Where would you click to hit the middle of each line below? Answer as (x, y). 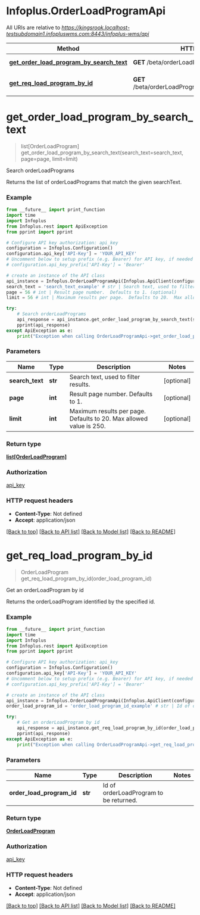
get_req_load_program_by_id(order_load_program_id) (86, 578)
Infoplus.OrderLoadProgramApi (86, 11)
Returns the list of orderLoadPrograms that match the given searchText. (94, 182)
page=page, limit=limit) (49, 158)
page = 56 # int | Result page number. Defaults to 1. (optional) (92, 292)
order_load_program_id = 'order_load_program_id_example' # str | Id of (98, 706)
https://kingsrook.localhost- (96, 27)
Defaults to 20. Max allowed (108, 418)
